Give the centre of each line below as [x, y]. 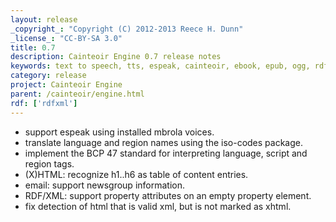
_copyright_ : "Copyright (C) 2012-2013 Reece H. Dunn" [127, 29]
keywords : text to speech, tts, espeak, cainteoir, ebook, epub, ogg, [160, 66]
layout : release [44, 19]
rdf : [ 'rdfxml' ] [44, 103]
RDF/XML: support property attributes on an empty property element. [168, 195]
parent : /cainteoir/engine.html [77, 94]
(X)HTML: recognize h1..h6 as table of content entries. [136, 174]
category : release [48, 76]
